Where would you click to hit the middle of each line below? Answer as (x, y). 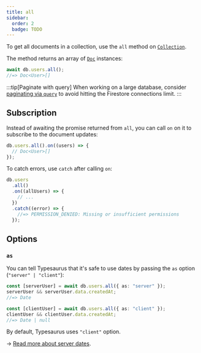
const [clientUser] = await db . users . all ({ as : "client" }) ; (86, 308)
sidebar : (17, 18)
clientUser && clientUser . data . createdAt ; (61, 314)
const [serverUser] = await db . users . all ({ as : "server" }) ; (86, 286)
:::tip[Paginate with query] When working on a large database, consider (97, 87)
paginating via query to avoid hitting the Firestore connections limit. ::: (94, 94)
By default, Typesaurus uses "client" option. (64, 332)
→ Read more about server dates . (49, 344)
